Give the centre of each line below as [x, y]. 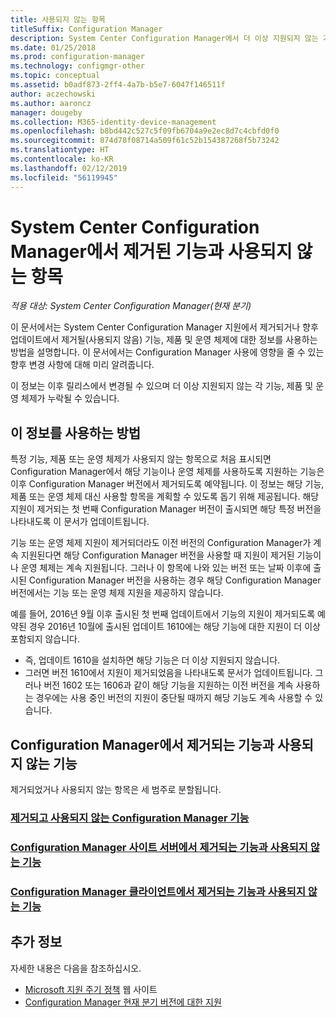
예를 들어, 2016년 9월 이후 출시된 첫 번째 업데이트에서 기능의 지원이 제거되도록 [163, 614]
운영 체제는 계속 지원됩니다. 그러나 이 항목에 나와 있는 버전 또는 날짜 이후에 [166, 568]
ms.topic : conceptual [55, 76]
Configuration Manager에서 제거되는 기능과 [142, 744]
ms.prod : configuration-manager [77, 57]
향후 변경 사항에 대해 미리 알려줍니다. [82, 365]
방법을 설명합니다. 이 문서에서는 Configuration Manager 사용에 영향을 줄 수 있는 [167, 352]
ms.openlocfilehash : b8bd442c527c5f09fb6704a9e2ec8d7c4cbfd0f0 [145, 131]
